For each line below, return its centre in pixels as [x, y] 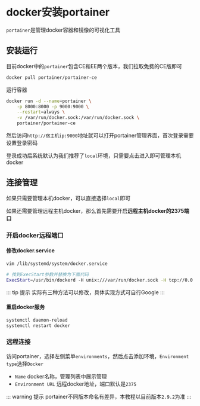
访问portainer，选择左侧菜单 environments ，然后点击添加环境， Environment [98, 356]
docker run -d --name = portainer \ [49, 101]
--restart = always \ [41, 112]
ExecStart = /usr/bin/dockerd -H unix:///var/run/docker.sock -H [86, 280]
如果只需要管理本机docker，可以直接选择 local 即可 [68, 198]
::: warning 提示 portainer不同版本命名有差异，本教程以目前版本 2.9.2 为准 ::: [99, 396]
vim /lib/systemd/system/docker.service [57, 264]
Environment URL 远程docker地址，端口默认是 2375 [76, 384]
